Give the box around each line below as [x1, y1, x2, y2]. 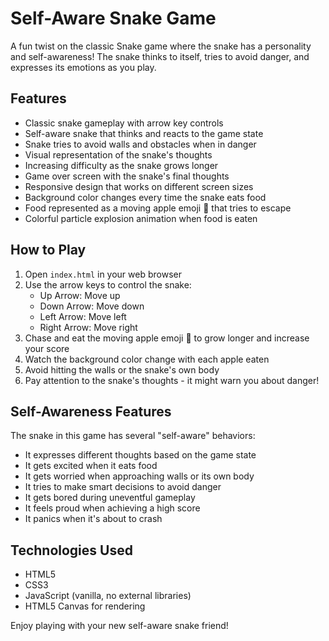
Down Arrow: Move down [39, 300, 145, 312]
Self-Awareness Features [10, 403, 172, 420]
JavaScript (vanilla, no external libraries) [24, 590, 192, 602]
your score [24, 342, 70, 354]
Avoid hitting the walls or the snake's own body [24, 363, 220, 376]
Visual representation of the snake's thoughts [24, 148, 213, 161]
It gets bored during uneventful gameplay [24, 492, 196, 504]
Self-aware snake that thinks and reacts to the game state [24, 127, 264, 139]
